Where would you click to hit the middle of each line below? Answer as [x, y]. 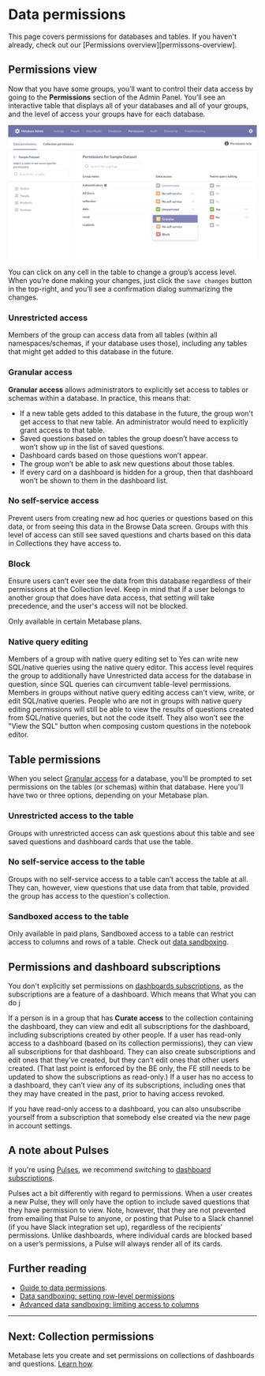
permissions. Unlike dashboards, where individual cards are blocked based [130, 1235]
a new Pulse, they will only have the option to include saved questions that [129, 1201]
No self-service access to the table [77, 861]
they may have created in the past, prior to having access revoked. [116, 1093]
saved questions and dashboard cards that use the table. [101, 841]
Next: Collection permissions [81, 1336]
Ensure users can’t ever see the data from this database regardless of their [130, 581]
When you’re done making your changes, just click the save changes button [130, 280]
